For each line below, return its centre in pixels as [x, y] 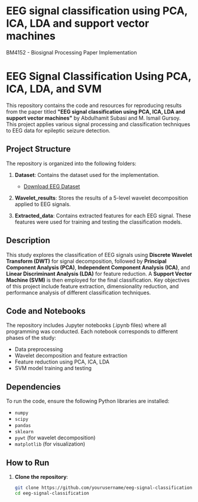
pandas [23, 426]
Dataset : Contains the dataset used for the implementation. [87, 175]
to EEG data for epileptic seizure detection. [58, 130]
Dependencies [33, 387]
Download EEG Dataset [52, 186]
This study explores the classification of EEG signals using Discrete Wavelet [99, 255]
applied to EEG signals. [43, 204]
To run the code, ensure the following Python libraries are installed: [88, 401]
